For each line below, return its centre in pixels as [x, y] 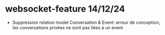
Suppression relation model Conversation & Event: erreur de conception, [86, 22]
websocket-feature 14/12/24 [65, 9]
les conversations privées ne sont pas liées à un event [68, 27]
